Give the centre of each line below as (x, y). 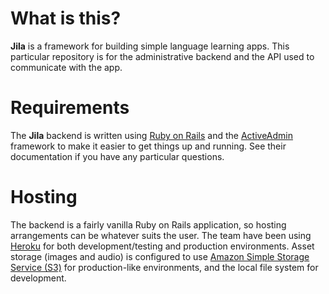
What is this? (66, 18)
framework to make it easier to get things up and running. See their (148, 146)
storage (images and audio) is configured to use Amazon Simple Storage (160, 256)
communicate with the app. (66, 67)
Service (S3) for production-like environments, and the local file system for (164, 267)
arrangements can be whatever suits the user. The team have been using (161, 235)
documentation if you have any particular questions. (117, 156)
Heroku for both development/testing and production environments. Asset (162, 246)
